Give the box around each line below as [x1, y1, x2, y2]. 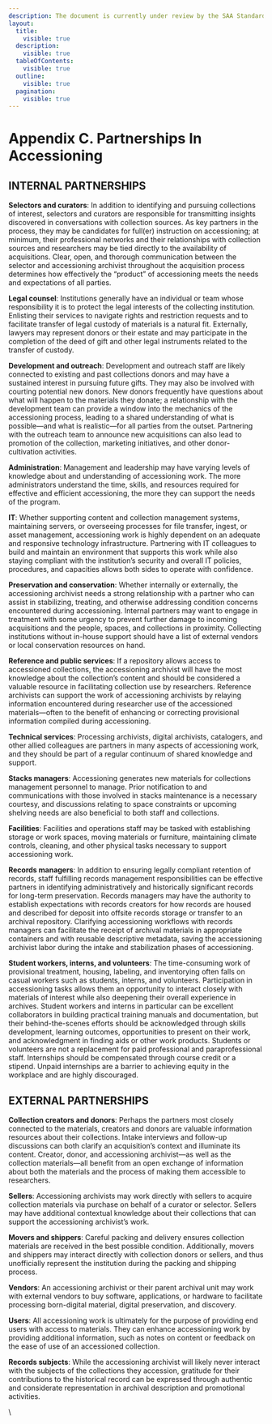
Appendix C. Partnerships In [8, 130, 202, 148]
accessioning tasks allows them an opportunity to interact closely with [8, 984, 243, 994]
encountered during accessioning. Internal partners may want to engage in [8, 606, 258, 616]
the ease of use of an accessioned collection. [8, 1341, 160, 1351]
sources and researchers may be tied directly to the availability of [8, 244, 227, 254]
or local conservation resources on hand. [8, 641, 146, 650]
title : [15, 27, 38, 35]
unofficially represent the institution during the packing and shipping [8, 1259, 236, 1268]
